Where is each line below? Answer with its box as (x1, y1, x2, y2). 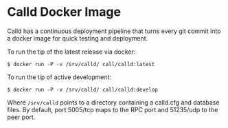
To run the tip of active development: (7, 73, 112, 81)
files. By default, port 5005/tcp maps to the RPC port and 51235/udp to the (7, 105, 218, 114)
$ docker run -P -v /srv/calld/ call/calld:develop (7, 86, 158, 93)
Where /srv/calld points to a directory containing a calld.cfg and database (7, 98, 220, 107)
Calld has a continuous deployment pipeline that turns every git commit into (7, 27, 221, 35)
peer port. (7, 113, 36, 121)
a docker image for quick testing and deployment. (7, 34, 148, 42)
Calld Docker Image (7, 4, 122, 20)
